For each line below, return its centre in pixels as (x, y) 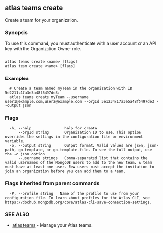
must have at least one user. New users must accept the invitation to (80, 167)
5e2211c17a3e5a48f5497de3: (33, 93)
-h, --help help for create (53, 128)
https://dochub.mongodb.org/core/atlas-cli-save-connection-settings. (79, 202)
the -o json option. (26, 154)
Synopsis (16, 32)
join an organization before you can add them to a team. (65, 171)
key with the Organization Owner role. (43, 49)
